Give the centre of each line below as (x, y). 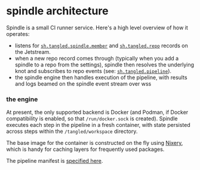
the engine (22, 99)
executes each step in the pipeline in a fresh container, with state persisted (99, 125)
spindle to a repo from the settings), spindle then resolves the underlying (104, 65)
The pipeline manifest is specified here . (55, 161)
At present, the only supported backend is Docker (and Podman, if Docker (97, 113)
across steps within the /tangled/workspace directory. (72, 131)
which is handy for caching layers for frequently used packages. (85, 149)
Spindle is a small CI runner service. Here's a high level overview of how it (97, 28)
